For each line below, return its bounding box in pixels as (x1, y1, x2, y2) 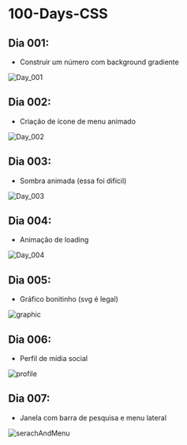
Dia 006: (8, 333, 51, 346)
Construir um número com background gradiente (19, 57, 179, 67)
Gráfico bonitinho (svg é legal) (19, 295, 118, 304)
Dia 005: (8, 273, 51, 287)
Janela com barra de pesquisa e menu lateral (19, 413, 167, 422)
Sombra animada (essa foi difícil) (19, 176, 127, 185)
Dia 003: (8, 155, 51, 169)
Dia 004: (8, 215, 52, 228)
